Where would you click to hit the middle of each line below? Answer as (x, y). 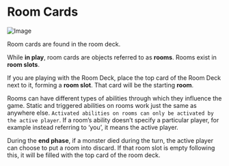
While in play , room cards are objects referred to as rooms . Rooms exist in (112, 57)
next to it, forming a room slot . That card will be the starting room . (100, 85)
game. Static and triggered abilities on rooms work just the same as (102, 105)
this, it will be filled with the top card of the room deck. (84, 155)
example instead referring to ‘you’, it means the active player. (93, 127)
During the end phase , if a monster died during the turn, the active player (110, 140)
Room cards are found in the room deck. (64, 44)
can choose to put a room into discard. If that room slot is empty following (111, 148)
